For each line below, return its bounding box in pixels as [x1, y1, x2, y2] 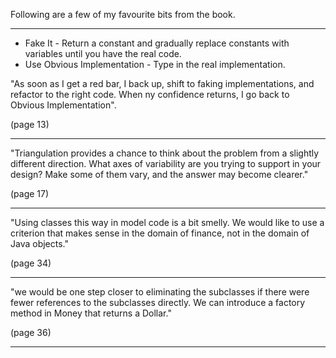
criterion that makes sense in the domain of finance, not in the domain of [10, 227, 310, 239]
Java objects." [10, 238, 70, 249]
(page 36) [10, 327, 52, 338]
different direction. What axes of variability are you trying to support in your [10, 158, 322, 169]
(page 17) [10, 188, 50, 199]
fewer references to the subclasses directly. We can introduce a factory [10, 297, 306, 308]
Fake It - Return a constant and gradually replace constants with [24, 37, 290, 49]
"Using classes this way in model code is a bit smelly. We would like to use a [10, 217, 325, 228]
